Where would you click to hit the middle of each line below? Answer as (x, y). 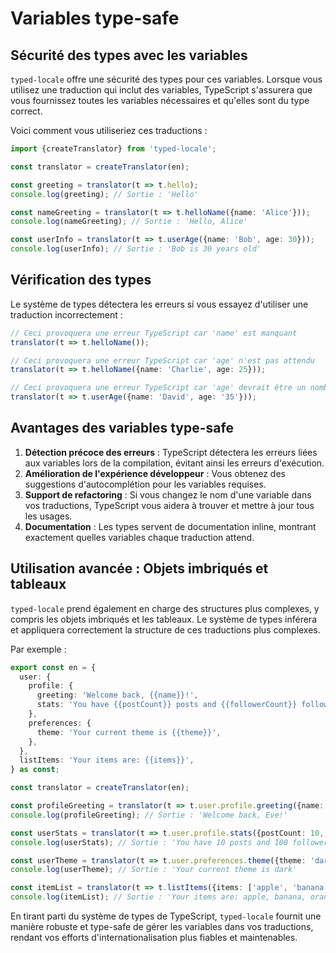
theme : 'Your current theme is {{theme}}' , (129, 732)
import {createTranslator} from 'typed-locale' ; (113, 149)
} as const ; (35, 770)
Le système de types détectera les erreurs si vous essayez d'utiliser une (159, 304)
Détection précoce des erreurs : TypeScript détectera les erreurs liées (171, 452)
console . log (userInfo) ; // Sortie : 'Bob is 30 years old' (136, 249)
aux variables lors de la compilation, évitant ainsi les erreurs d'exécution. (174, 463)
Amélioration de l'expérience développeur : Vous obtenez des (155, 473)
